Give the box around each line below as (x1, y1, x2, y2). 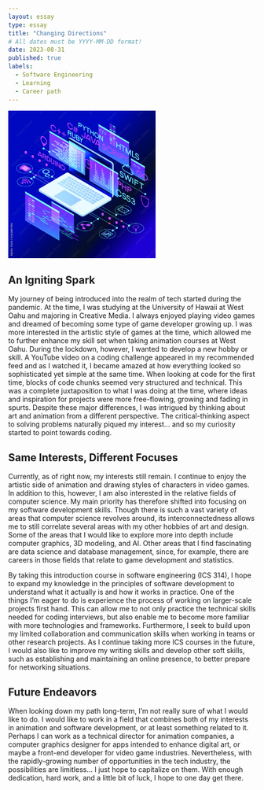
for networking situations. (8, 663, 92, 672)
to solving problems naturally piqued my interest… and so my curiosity (8, 419, 236, 429)
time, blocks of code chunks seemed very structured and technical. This (8, 378, 243, 387)
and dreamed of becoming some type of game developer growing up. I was (8, 319, 253, 329)
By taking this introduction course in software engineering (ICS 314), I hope (8, 570, 251, 580)
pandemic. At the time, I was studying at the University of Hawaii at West (8, 303, 244, 312)
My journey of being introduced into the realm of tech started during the (8, 294, 242, 304)
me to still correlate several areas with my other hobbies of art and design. (8, 522, 249, 531)
